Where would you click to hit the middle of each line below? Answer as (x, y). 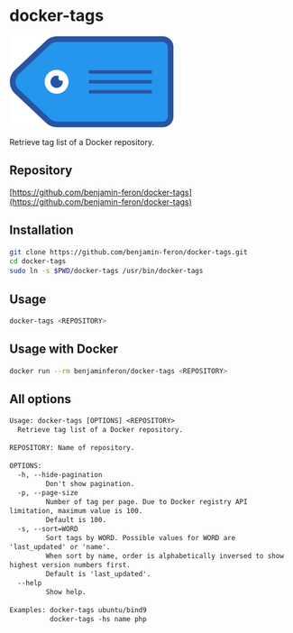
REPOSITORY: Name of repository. (72, 448)
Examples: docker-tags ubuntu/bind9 (78, 610)
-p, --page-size (48, 493)
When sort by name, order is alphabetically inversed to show (165, 556)
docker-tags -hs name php (98, 619)
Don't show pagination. (90, 484)
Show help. (66, 592)
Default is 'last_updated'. (98, 574)
